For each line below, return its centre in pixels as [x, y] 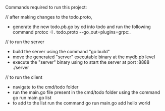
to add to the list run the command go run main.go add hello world [81, 103]
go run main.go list [32, 98]
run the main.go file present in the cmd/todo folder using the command [86, 92]
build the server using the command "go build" [61, 51]
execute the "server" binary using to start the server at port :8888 [81, 62]
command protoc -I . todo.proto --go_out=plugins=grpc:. [72, 32]
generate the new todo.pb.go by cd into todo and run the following [82, 27]
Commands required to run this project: [46, 7]
